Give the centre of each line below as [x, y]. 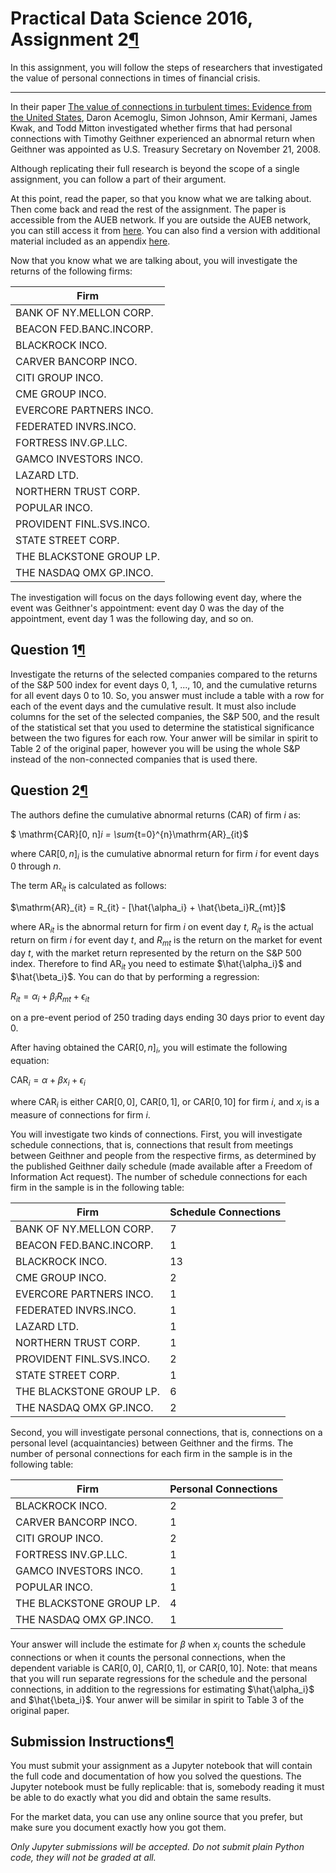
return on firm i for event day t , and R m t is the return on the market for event [166, 940]
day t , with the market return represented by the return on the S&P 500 [156, 953]
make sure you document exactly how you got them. [118, 1828]
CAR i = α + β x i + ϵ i [48, 1081]
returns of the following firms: [71, 271]
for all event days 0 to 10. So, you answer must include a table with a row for [167, 695]
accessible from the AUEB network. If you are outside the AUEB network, [161, 219]
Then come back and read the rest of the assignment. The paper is [148, 209]
